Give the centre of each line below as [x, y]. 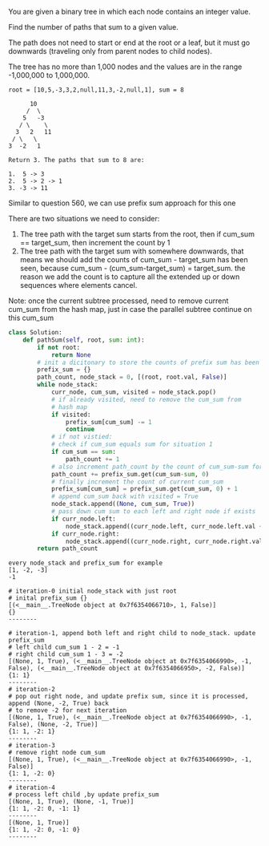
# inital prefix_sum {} [48, 598]
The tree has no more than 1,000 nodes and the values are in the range [125, 67]
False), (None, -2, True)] [53, 725]
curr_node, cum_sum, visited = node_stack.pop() [134, 392]
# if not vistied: [82, 437]
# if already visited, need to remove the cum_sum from [146, 399]
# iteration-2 [32, 690]
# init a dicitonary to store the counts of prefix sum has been [149, 362]
